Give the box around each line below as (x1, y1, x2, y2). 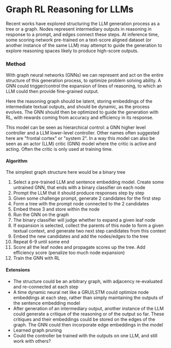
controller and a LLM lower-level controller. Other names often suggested (6, 130, 160, 136)
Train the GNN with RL (13, 255, 60, 261)
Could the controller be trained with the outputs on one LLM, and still (13, 332, 158, 338)
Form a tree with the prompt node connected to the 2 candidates (13, 201, 149, 207)
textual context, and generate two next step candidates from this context (13, 228, 166, 234)
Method (6, 60, 26, 67)
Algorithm (6, 157, 27, 164)
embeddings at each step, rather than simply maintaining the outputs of (13, 294, 163, 300)
